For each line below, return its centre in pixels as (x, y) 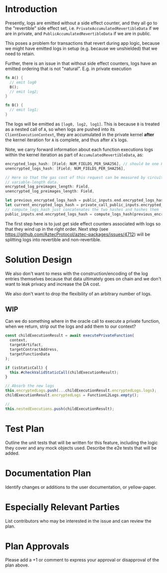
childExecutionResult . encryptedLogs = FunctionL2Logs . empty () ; (72, 395)
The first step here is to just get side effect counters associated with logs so (83, 224)
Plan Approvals (37, 546)
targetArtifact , (26, 345)
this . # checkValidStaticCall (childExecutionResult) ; (64, 372)
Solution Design (39, 259)
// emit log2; (24, 92)
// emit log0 (23, 82)
